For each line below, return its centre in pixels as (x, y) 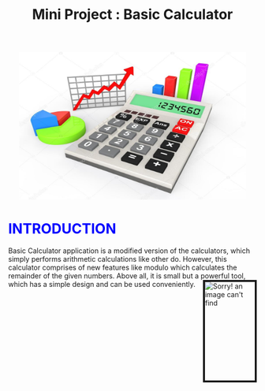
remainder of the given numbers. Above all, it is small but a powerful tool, (127, 276)
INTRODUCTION (62, 229)
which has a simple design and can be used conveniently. (102, 285)
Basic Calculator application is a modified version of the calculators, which (129, 251)
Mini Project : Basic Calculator (132, 15)
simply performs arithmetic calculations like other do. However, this (118, 259)
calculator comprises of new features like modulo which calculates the (123, 268)
